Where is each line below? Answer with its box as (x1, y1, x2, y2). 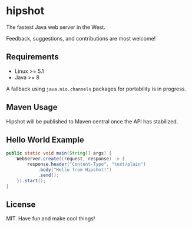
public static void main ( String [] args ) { (6, 150, 112, 156)
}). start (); (16, 177, 46, 183)
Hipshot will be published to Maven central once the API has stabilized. (6, 118, 178, 125)
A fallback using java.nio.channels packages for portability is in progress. (6, 85, 187, 92)
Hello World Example (6, 135, 84, 145)
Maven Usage (6, 102, 58, 112)
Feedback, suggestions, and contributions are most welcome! (6, 35, 156, 42)
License (6, 199, 36, 209)
